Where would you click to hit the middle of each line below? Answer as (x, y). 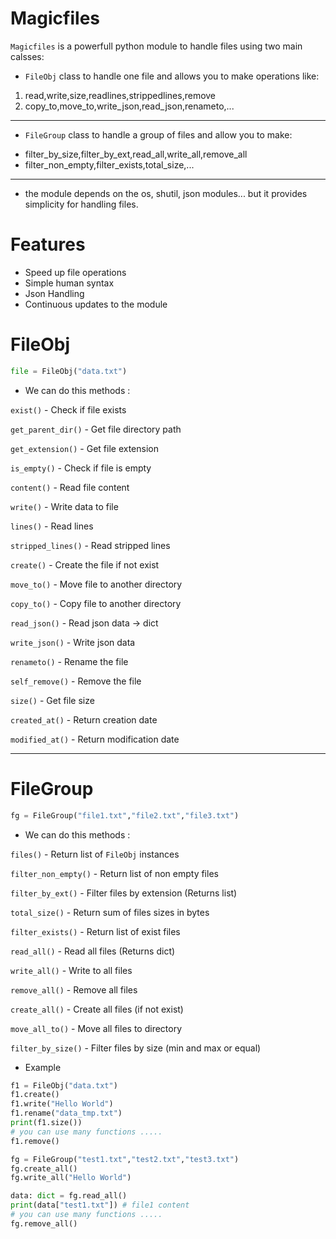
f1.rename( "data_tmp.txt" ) (66, 1113)
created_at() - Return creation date (84, 719)
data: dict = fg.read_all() (69, 1196)
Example (43, 1067)
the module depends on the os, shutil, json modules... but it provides (166, 193)
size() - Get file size (52, 700)
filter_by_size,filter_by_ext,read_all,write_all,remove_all (136, 154)
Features (48, 244)
